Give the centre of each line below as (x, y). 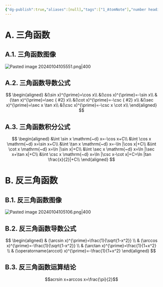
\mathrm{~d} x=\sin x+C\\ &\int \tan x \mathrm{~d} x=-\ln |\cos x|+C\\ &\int (81, 144)
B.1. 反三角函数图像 (33, 200)
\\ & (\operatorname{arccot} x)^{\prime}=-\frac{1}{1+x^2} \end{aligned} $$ (81, 251)
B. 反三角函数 (32, 181)
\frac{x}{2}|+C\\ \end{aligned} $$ (81, 160)
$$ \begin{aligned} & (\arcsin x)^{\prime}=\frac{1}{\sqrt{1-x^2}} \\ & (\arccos (81, 240)
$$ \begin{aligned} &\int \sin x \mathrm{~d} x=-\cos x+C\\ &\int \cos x (81, 139)
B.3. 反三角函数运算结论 (41, 267)
